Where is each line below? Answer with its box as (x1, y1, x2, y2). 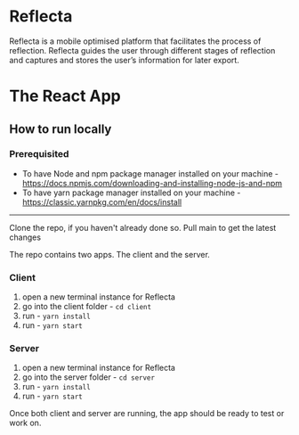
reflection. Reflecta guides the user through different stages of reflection (9, 45, 276, 55)
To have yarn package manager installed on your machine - (21, 187, 241, 198)
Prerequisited (9, 148, 69, 160)
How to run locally (9, 121, 112, 136)
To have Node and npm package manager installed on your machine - (21, 168, 279, 179)
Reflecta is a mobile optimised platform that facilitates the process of (9, 36, 262, 46)
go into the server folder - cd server (21, 372, 156, 382)
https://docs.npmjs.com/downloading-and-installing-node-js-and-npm (21, 177, 283, 188)
